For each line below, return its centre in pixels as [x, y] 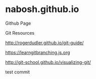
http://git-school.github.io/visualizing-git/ [48, 62]
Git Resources [20, 33]
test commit [18, 72]
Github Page [18, 23]
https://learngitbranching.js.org [38, 52]
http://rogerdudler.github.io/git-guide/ [45, 43]
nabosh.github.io [42, 9]
